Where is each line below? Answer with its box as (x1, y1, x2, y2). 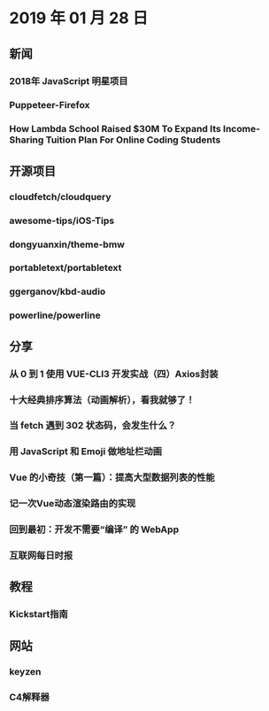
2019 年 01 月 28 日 (9, 8, 149, 28)
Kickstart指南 (9, 608, 68, 621)
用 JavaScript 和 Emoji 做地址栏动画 (9, 445, 162, 458)
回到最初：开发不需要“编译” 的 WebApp (9, 523, 180, 536)
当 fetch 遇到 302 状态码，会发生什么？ (9, 420, 177, 432)
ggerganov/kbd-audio (9, 285, 106, 298)
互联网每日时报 (9, 550, 73, 562)
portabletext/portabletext (9, 262, 122, 274)
